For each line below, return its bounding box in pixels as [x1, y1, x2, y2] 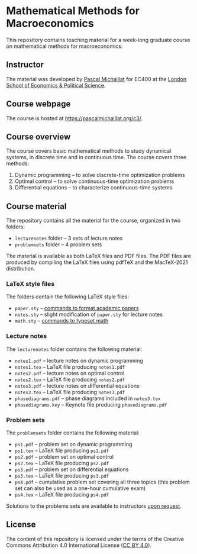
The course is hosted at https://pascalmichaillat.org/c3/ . [6, 114, 143, 122]
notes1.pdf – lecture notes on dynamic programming [14, 357, 143, 364]
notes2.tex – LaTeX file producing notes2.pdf [14, 376, 125, 383]
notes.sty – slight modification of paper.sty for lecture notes [14, 311, 163, 318]
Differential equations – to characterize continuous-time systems [14, 184, 173, 191]
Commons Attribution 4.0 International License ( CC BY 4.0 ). [6, 542, 152, 549]
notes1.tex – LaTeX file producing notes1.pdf [14, 363, 125, 371]
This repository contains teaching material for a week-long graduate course [6, 36, 190, 43]
